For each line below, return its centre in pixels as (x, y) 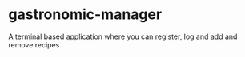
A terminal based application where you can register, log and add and (123, 36)
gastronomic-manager (85, 15)
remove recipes (34, 44)
